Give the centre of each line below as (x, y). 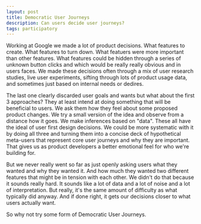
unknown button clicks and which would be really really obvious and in (94, 65)
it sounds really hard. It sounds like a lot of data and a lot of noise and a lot (98, 184)
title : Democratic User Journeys (48, 17)
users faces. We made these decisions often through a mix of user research (100, 71)
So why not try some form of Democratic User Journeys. (76, 214)
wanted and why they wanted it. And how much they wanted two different (97, 171)
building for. (21, 153)
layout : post (22, 12)
